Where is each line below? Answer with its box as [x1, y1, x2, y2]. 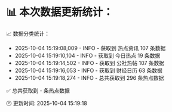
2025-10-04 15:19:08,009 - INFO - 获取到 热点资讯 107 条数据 [14, 44, 166, 51]
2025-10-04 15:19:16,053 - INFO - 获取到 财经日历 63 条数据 [14, 67, 163, 74]
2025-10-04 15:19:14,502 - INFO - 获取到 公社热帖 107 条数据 [14, 59, 165, 66]
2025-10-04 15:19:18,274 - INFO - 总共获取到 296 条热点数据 [14, 74, 164, 81]
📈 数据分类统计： [6, 30, 50, 37]
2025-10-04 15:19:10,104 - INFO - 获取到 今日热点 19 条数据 [14, 52, 161, 59]
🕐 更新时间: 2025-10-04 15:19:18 [6, 99, 88, 107]
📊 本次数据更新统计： [6, 5, 113, 19]
